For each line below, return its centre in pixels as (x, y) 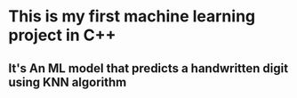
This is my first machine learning (132, 16)
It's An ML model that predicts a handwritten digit (148, 68)
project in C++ (62, 35)
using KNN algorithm (68, 82)
